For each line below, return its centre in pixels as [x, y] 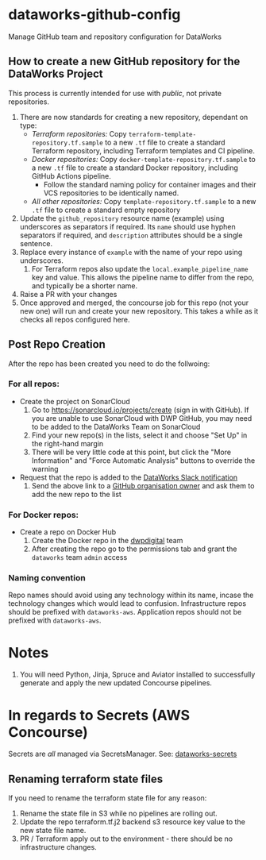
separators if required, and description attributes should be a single [131, 235]
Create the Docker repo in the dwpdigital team [107, 541]
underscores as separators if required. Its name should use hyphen [127, 226]
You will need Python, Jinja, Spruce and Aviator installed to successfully [137, 675]
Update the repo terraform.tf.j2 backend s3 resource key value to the [133, 822]
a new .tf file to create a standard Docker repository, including [135, 168]
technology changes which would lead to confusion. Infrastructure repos [127, 604]
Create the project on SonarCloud [75, 401]
